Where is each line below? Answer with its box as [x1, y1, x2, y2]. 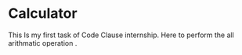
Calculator [8, 5, 78, 22]
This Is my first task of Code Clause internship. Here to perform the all [8, 30, 235, 40]
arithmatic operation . [8, 38, 78, 47]
